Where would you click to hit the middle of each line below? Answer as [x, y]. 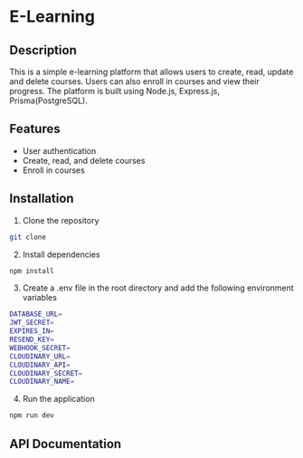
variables [39, 298]
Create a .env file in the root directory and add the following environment [158, 288]
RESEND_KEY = [32, 339]
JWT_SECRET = [32, 323]
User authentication [59, 150]
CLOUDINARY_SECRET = [46, 373]
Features [35, 129]
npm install [32, 271]
